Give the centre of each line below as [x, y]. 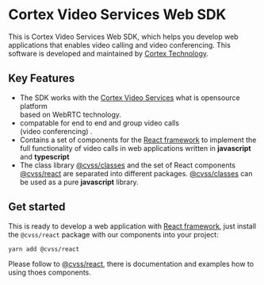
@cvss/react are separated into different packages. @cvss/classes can [136, 173]
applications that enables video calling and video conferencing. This [120, 44]
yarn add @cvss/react [44, 249]
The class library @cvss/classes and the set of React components [128, 165]
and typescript [44, 156]
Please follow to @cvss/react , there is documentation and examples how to [131, 264]
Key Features [42, 78]
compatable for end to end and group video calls [99, 123]
